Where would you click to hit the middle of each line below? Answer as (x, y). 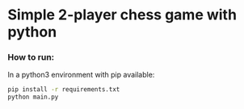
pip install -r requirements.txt (64, 90)
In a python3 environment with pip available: (81, 75)
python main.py (33, 97)
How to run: (31, 57)
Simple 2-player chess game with (122, 15)
